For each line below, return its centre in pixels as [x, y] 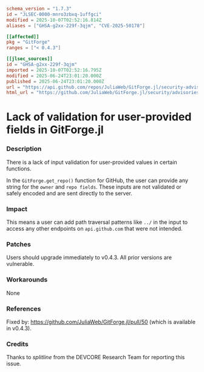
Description [24, 149]
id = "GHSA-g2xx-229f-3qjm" [42, 64]
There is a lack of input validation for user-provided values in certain [92, 162]
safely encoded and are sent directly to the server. [69, 193]
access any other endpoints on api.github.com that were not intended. [95, 229]
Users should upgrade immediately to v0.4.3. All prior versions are [89, 257]
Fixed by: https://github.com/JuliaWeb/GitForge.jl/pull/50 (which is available [101, 322]
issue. [14, 364]
